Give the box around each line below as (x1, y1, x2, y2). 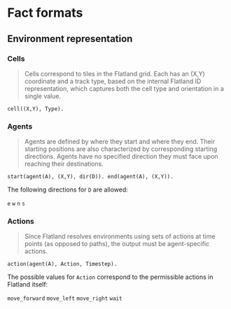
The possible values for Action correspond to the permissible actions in (7, 273, 213, 281)
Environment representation (7, 33, 133, 45)
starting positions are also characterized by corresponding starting (24, 145, 218, 153)
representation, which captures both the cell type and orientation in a (24, 84, 224, 92)
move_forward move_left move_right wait (7, 295, 122, 302)
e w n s (7, 201, 26, 208)
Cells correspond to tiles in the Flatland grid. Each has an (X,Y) (24, 69, 205, 78)
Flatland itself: (7, 280, 48, 289)
